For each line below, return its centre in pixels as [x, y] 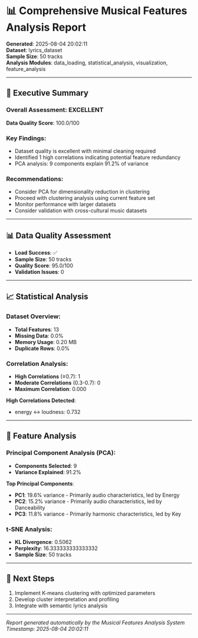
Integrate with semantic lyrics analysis [61, 605]
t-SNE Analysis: [29, 529]
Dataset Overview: [33, 316]
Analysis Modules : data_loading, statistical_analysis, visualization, [87, 63]
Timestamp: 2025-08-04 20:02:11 [47, 629]
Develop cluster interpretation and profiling [67, 599]
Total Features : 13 [37, 329]
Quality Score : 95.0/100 [44, 265]
